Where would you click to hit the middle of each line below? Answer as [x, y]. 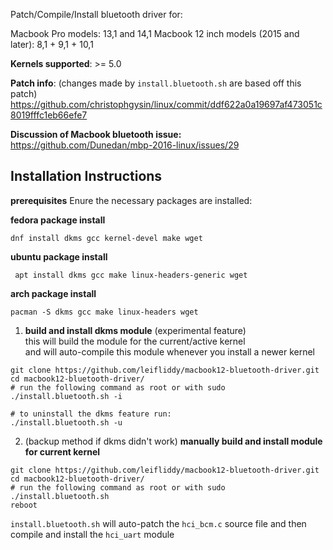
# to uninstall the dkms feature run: [91, 414]
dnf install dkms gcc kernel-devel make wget [106, 238]
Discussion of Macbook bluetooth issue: [96, 134]
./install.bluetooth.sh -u [66, 422]
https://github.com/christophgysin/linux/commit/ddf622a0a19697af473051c [166, 104]
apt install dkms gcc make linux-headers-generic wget [131, 275]
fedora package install [58, 220]
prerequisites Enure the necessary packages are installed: [131, 200]
